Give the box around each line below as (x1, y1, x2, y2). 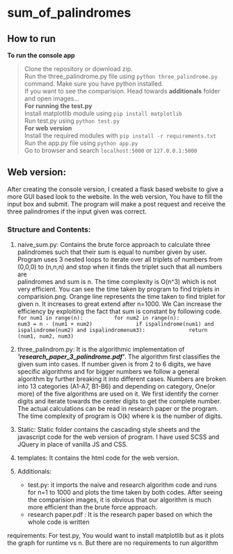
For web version (24, 124, 72, 132)
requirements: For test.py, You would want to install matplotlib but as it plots (7, 532, 225, 540)
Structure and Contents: (7, 225, 91, 234)
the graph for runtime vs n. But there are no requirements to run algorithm (7, 539, 218, 547)
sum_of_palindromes (7, 5, 131, 21)
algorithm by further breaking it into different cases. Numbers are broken (17, 375, 226, 383)
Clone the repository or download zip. (24, 65, 134, 73)
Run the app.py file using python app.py (24, 139, 138, 147)
